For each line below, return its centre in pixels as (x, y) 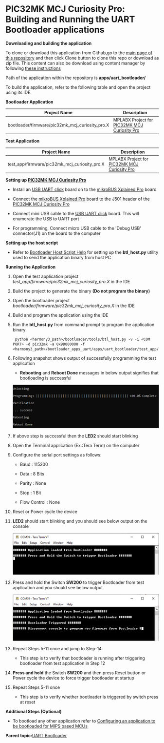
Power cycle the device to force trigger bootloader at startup (73, 678)
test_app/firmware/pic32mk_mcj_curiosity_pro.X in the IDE (71, 282)
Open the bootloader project (41, 301)
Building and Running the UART (70, 19)
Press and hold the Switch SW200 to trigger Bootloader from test (78, 582)
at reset (27, 702)
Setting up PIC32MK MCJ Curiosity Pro (46, 180)
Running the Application (30, 267)
